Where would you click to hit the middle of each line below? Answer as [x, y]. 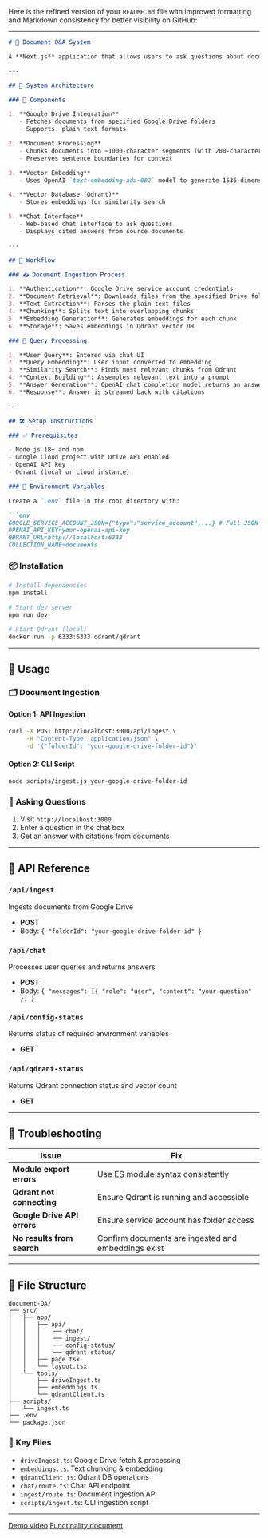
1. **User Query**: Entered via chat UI [77, 355]
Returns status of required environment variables [89, 1034]
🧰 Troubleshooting [55, 1134]
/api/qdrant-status [46, 1069]
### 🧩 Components [37, 100]
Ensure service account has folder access [175, 1220]
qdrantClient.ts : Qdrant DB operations [84, 1476]
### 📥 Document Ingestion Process [67, 275]
